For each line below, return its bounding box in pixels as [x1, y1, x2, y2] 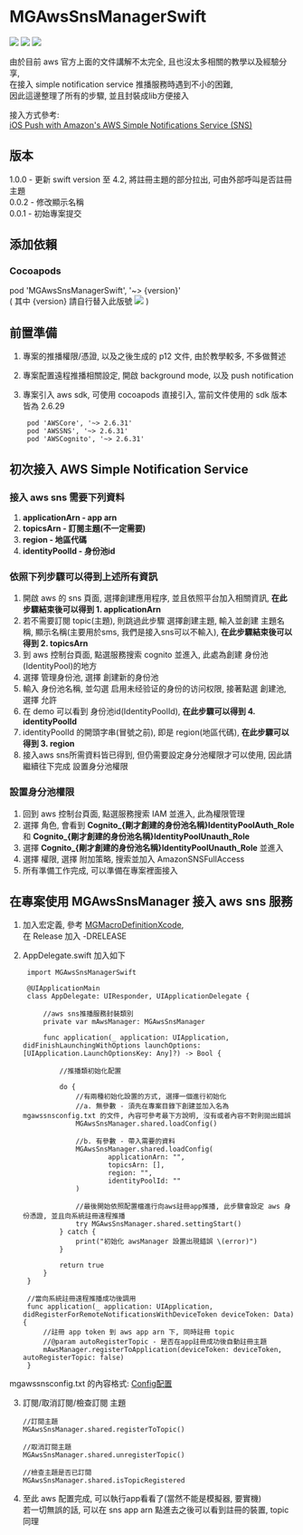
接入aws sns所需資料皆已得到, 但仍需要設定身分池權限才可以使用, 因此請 [22, 749, 292, 760]
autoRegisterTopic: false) [22, 1353, 125, 1363]
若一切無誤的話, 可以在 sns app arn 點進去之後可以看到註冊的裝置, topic [22, 1504, 289, 1515]
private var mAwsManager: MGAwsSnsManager [43, 1018, 205, 1027]
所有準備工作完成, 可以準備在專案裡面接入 [22, 864, 178, 875]
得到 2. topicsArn [22, 638, 89, 649]
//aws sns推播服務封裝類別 [43, 1009, 134, 1019]
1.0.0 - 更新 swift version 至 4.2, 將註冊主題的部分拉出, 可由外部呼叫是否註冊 [9, 174, 292, 185]
